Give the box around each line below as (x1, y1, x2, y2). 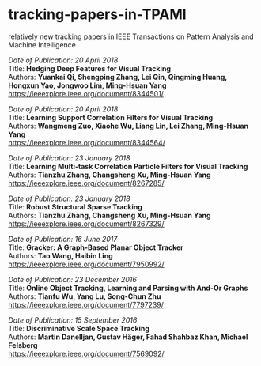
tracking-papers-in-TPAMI (8, 6, 187, 24)
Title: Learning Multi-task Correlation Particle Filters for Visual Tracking (8, 161, 248, 171)
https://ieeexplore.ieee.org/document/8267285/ (8, 178, 165, 187)
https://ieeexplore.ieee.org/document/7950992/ (8, 259, 165, 269)
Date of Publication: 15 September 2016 (8, 315, 138, 325)
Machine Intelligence (8, 40, 77, 49)
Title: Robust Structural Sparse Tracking (8, 202, 142, 211)
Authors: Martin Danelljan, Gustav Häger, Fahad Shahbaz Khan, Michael (8, 332, 248, 341)
